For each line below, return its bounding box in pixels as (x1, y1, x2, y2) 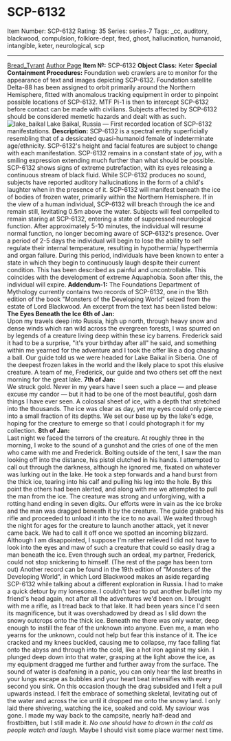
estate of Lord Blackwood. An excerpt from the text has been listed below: (7, 302, 218, 310)
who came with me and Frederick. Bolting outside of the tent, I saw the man (7, 448, 221, 456)
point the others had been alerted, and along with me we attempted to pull (7, 485, 217, 493)
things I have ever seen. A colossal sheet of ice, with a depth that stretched (7, 397, 221, 406)
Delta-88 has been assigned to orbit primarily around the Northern (7, 83, 196, 91)
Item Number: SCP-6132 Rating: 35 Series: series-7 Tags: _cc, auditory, (7, 27, 210, 35)
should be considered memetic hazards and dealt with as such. (7, 112, 187, 120)
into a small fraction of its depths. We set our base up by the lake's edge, (7, 412, 214, 420)
